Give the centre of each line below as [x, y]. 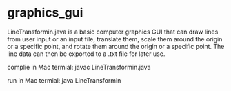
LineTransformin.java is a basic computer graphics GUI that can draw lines [113, 32]
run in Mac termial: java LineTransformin [64, 80]
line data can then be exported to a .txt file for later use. [86, 54]
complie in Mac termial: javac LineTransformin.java [79, 67]
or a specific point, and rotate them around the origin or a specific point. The [116, 46]
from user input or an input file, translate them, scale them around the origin [115, 39]
